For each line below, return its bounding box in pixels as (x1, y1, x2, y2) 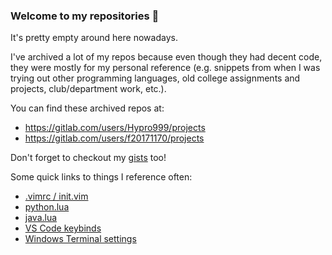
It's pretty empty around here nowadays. (10, 32, 178, 44)
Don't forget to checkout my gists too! (10, 152, 167, 164)
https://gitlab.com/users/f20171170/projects (24, 132, 205, 144)
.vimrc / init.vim (24, 190, 89, 203)
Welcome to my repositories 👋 (10, 9, 160, 23)
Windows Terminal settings (24, 233, 137, 245)
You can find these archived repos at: (10, 102, 165, 114)
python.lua (24, 201, 70, 213)
